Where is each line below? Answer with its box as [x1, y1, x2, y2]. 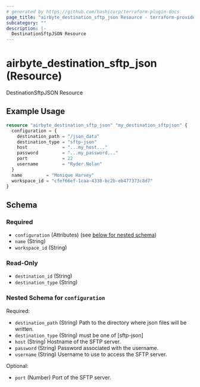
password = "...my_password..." [17, 150, 118, 156]
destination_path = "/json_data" [17, 133, 100, 139]
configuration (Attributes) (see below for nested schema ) [14, 231, 157, 239]
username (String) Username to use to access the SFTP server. [14, 351, 167, 358]
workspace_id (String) [14, 244, 67, 251]
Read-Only [6, 259, 39, 267]
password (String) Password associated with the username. [14, 344, 159, 351]
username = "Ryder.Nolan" [17, 161, 102, 167]
